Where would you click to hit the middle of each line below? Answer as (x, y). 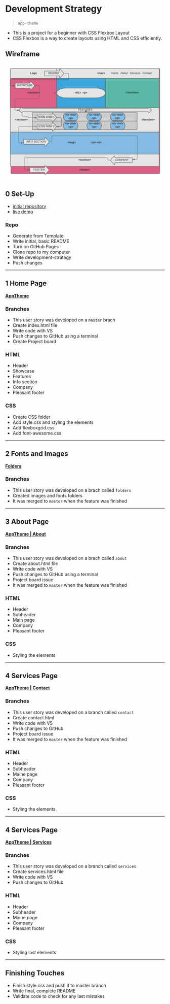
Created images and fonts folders (47, 495)
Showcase (23, 371)
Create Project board (34, 342)
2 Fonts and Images (37, 454)
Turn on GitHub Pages (36, 247)
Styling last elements (34, 952)
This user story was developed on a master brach (64, 320)
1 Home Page (26, 283)
